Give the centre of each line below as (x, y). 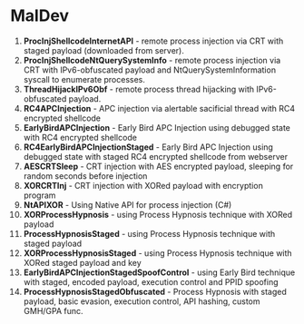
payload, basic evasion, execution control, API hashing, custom (142, 301)
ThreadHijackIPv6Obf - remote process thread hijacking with (139, 89)
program (39, 195)
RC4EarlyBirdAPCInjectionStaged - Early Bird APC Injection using (148, 147)
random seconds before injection (85, 176)
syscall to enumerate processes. (84, 79)
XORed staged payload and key (82, 262)
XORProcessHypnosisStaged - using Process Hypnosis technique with (158, 253)
